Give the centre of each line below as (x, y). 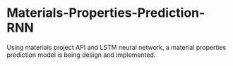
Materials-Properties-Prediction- (106, 13)
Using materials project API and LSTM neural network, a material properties (116, 47)
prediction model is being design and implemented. (81, 55)
